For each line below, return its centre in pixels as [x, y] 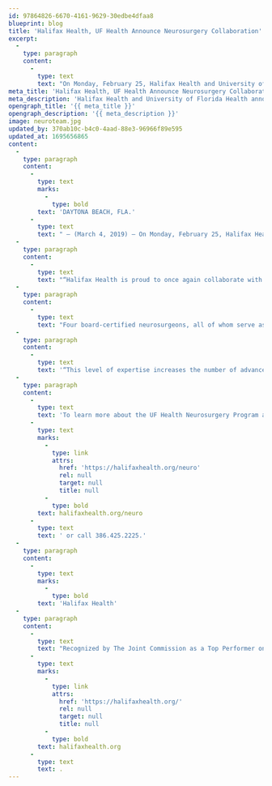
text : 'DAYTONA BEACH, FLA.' [87, 211]
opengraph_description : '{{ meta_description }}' [94, 114]
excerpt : [23, 38]
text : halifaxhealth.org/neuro [90, 513]
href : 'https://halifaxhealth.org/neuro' [130, 468]
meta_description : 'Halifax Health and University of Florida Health [128, 99]
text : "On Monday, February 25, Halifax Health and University [146, 83]
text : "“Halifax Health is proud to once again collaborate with [150, 280]
